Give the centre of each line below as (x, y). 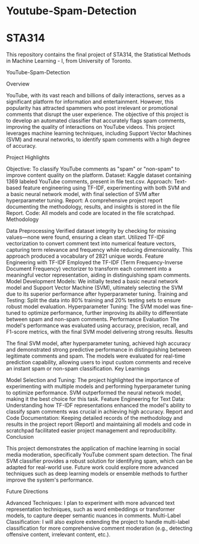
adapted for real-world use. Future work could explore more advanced (92, 467)
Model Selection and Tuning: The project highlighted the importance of (93, 380)
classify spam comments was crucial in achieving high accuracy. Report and (99, 412)
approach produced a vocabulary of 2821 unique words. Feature (85, 256)
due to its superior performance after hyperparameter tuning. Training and (97, 294)
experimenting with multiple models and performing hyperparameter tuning (98, 387)
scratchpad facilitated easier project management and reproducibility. (91, 431)
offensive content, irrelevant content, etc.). (59, 534)
